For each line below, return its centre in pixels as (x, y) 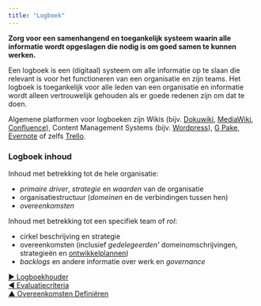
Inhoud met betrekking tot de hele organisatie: (83, 173)
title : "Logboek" (37, 15)
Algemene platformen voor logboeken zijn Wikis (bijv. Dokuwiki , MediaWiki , (131, 119)
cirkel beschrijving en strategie (70, 236)
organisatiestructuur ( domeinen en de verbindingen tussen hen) (124, 197)
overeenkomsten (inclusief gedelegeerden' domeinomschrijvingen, (129, 244)
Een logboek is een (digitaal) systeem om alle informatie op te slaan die (124, 70)
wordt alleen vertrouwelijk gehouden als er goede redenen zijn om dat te (127, 95)
